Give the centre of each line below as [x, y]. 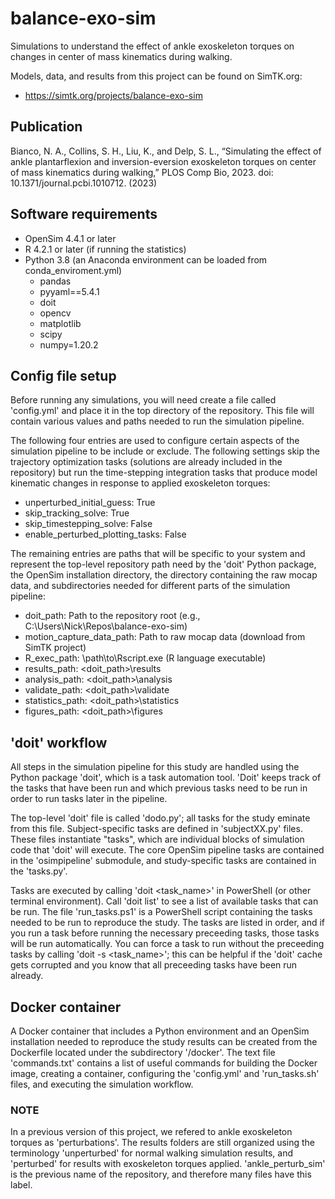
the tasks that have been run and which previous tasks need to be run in [159, 788]
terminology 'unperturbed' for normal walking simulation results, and [152, 1153]
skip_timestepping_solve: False [88, 524]
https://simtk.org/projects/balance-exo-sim [113, 95]
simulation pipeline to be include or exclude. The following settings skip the [165, 451]
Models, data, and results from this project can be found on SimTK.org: [156, 76]
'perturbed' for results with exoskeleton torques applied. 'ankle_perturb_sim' [168, 1164]
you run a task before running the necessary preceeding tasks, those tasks [165, 933]
